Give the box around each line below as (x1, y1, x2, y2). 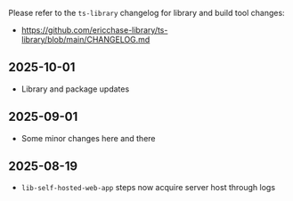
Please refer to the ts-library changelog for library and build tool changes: (8, 8, 286, 18)
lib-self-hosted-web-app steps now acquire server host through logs (20, 182, 276, 193)
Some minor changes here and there (20, 133, 156, 143)
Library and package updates (20, 84, 130, 94)
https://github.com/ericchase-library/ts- (20, 25, 168, 35)
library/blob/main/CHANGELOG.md (20, 35, 151, 44)
